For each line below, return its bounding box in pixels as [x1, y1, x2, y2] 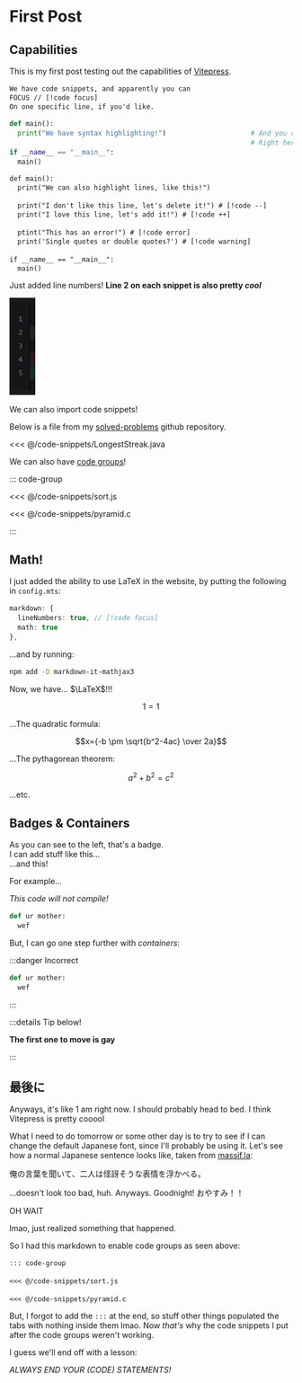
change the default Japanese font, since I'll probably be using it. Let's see [9, 1140, 283, 1151]
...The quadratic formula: [9, 718, 101, 729]
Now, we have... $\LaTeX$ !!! [9, 683, 113, 694]
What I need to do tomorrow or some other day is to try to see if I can [9, 1130, 266, 1142]
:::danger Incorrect [9, 954, 79, 965]
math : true [17, 623, 58, 632]
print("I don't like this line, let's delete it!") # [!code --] [17, 201, 268, 210]
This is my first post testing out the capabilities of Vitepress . [9, 66, 232, 76]
